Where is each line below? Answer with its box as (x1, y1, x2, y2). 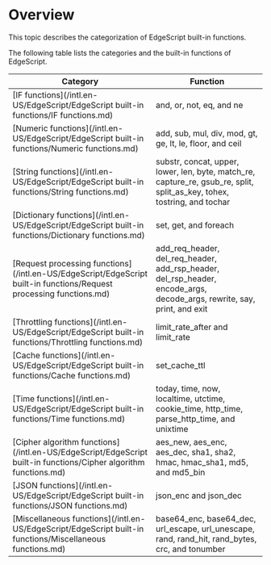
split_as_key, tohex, (156, 186, 230, 197)
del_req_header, (156, 253, 218, 264)
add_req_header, (156, 242, 220, 253)
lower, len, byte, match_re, (156, 165, 256, 177)
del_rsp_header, (156, 273, 217, 284)
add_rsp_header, (156, 262, 220, 274)
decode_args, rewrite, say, (156, 293, 256, 304)
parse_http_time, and (156, 413, 236, 425)
